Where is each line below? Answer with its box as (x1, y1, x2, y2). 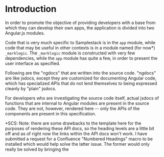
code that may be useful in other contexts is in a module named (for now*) (5, 45, 155, 51)
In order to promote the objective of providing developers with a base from (5, 20, 156, 26)
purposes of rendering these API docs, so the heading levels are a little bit (5, 125, 155, 131)
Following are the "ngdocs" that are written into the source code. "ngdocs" (5, 70, 156, 76)
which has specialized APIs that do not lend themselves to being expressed (5, 80, 158, 86)
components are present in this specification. (5, 110, 96, 116)
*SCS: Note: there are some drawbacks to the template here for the (5, 120, 141, 126)
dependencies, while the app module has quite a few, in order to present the (5, 55, 158, 61)
